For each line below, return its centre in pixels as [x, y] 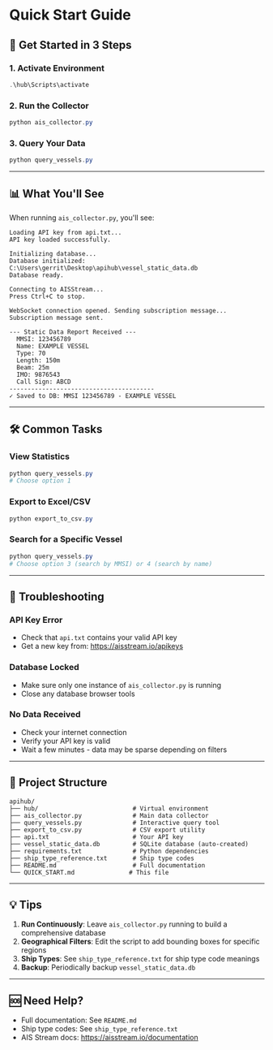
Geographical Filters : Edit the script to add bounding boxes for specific [140, 942]
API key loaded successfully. [60, 240]
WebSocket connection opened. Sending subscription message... [118, 310]
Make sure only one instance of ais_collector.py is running [121, 685]
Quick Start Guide [70, 15]
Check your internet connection [74, 732]
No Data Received [45, 715]
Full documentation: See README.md [79, 1020]
